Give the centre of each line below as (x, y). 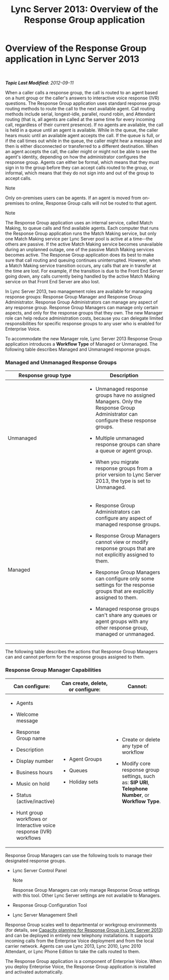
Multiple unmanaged (120, 438)
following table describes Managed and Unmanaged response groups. (78, 349)
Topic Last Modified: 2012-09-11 (39, 83)
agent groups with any (122, 622)
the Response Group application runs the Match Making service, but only (81, 233)
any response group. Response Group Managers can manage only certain (82, 307)
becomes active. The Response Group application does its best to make (80, 255)
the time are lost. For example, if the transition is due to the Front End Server (84, 271)
